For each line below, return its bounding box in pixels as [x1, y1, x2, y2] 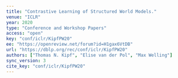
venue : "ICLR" [6, 14, 41, 20]
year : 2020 [6, 19, 33, 25]
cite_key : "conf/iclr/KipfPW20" [6, 63, 85, 69]
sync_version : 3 [6, 57, 46, 63]
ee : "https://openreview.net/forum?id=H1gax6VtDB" [6, 42, 133, 48]
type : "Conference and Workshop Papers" [6, 25, 107, 31]
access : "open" [6, 30, 44, 36]
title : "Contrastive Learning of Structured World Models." [6, 8, 157, 15]
